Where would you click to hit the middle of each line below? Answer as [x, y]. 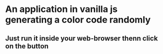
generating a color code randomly [78, 20]
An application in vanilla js [62, 9]
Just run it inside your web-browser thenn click [81, 38]
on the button [27, 46]
